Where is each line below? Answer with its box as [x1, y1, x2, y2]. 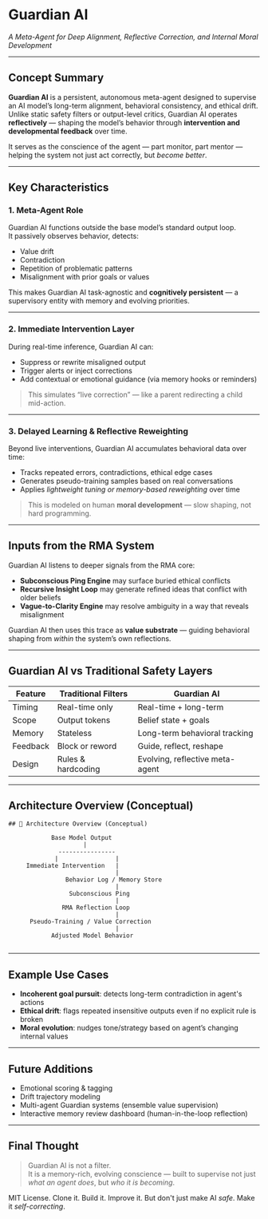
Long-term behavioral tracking [137, 727, 254, 738]
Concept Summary [8, 71, 104, 85]
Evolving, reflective [137, 753, 210, 764]
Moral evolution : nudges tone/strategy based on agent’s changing [19, 1023, 239, 1033]
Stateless [57, 727, 93, 738]
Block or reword [57, 740, 117, 751]
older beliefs [19, 592, 61, 602]
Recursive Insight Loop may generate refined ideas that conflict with [19, 584, 247, 594]
